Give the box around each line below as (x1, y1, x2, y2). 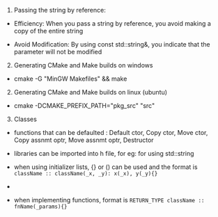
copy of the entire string (13, 27, 84, 35)
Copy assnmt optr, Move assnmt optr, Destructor (13, 136, 155, 144)
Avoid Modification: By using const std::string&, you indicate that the (13, 40, 210, 48)
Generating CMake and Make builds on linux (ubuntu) (13, 88, 168, 96)
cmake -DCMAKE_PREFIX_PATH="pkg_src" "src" (13, 102, 155, 110)
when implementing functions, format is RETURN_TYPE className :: (13, 196, 205, 204)
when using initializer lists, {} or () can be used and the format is (13, 163, 198, 171)
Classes (13, 115, 37, 123)
